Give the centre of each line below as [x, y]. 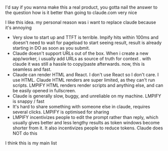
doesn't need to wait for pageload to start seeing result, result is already [87, 43]
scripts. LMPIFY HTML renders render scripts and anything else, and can [88, 85]
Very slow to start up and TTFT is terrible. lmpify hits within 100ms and [86, 37]
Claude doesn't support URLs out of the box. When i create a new [80, 53]
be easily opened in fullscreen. [44, 91]
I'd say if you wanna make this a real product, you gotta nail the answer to [81, 7]
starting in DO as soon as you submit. [51, 48]
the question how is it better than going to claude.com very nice [71, 13]
